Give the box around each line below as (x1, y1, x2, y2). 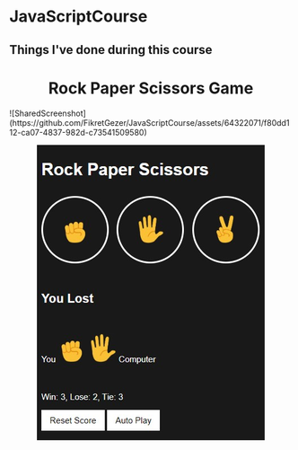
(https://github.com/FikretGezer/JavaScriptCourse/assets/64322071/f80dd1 (9, 117, 290, 128)
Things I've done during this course (9, 42, 213, 57)
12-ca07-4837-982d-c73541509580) (9, 127, 148, 137)
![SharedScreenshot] (9, 108, 87, 119)
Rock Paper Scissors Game (48, 78, 254, 98)
